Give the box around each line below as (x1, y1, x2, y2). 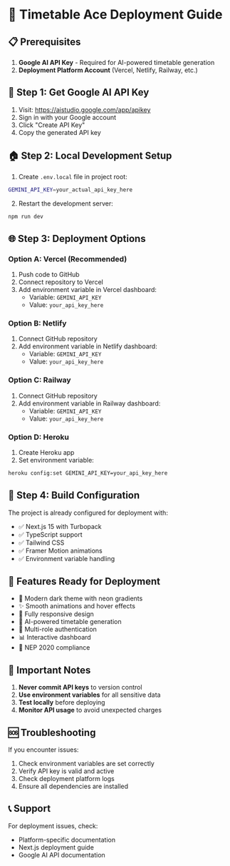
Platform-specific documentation (18, 835, 116, 844)
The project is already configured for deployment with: (8, 508, 168, 517)
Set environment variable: (18, 455, 95, 464)
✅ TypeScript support (18, 530, 83, 538)
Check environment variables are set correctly (18, 760, 155, 768)
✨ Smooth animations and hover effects (18, 602, 136, 610)
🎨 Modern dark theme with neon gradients (18, 594, 143, 603)
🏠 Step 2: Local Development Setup (8, 150, 172, 162)
